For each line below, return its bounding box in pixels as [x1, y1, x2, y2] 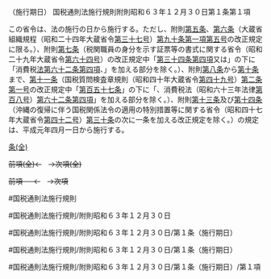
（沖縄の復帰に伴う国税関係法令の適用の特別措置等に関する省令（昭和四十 [8, 105, 256, 115]
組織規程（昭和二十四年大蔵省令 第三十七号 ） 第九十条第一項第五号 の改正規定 [8, 35, 263, 44]
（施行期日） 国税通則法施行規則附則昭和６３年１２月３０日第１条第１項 [8, 7, 251, 16]
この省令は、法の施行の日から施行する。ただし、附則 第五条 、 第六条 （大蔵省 [8, 24, 263, 34]
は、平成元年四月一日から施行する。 [8, 125, 129, 135]
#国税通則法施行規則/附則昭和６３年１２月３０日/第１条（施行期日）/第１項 [8, 262, 261, 272]
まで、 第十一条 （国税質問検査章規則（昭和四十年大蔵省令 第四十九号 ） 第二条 [8, 75, 263, 84]
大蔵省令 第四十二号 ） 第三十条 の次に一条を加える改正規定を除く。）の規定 [15, 115, 260, 124]
